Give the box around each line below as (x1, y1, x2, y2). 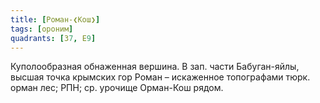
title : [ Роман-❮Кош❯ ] (10, 14, 101, 25)
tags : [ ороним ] (10, 24, 74, 34)
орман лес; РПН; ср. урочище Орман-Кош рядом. (10, 82, 224, 94)
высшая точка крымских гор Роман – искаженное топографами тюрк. (10, 71, 311, 83)
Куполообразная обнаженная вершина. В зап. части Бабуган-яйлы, (10, 61, 300, 73)
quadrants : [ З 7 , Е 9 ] (10, 33, 97, 43)
